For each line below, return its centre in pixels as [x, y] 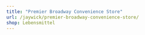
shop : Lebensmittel [31, 23]
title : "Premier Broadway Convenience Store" [64, 12]
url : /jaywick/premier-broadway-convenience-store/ [72, 17]
